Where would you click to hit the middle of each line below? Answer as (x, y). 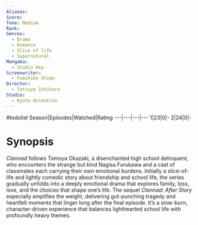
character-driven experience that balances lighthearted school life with (94, 209)
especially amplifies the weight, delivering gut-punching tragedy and (91, 196)
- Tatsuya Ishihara (36, 90)
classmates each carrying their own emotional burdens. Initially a (86, 171)
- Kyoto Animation (35, 100)
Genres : (16, 34)
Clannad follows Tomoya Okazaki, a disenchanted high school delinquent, (98, 158)
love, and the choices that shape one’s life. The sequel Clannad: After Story (99, 190)
